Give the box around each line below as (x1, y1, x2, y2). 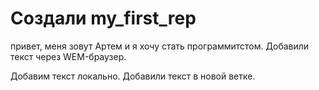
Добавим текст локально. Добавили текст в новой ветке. (10, 70, 256, 82)
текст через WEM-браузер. (10, 50, 127, 62)
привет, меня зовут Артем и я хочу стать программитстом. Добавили (10, 40, 310, 52)
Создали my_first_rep (10, 7, 197, 30)
